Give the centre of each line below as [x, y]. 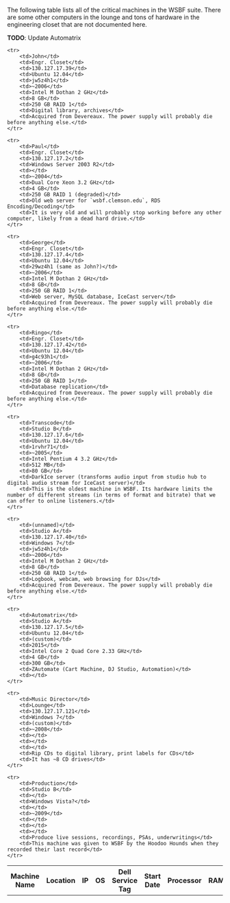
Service [125, 880]
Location [61, 880]
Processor [184, 880]
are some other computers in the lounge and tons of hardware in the [103, 17]
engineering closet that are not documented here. [77, 24]
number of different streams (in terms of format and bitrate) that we [111, 495]
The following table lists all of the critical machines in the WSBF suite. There [114, 10]
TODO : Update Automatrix [44, 38]
